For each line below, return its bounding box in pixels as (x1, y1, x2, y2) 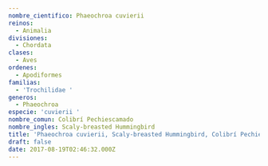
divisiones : (8, 34, 48, 42)
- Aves (15, 57, 37, 65)
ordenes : (8, 64, 37, 72)
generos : (8, 93, 37, 101)
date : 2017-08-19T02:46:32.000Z (8, 145, 116, 153)
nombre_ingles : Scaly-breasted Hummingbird (8, 123, 156, 131)
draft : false (8, 137, 52, 146)
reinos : (8, 19, 34, 27)
